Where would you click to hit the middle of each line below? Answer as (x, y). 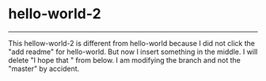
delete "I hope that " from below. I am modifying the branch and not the (125, 60)
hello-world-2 (55, 14)
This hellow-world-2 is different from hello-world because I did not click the (132, 43)
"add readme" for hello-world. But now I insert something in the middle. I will (133, 52)
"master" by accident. (44, 68)
